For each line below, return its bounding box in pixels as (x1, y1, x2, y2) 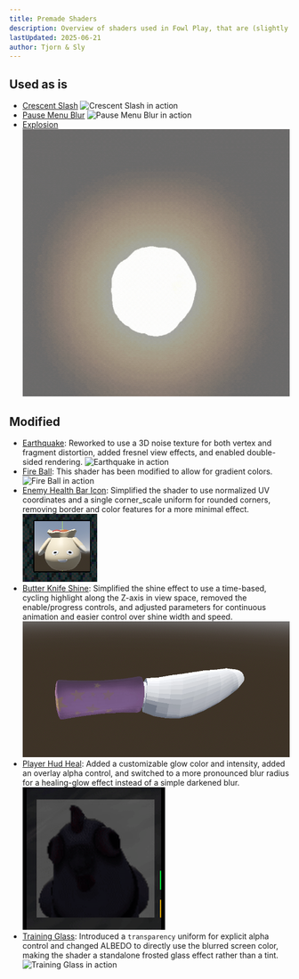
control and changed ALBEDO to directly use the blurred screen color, (21, 941, 279, 951)
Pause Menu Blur (21, 110, 85, 120)
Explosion (21, 119, 59, 130)
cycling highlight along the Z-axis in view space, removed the (21, 592, 247, 603)
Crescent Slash (21, 101, 78, 111)
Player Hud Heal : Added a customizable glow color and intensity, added (21, 758, 286, 770)
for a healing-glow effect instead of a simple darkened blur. (21, 778, 240, 788)
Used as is (9, 77, 69, 92)
